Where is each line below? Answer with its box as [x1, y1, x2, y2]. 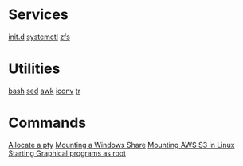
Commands [8, 114, 87, 132]
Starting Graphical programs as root [8, 149, 126, 158]
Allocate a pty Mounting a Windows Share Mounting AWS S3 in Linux [8, 140, 235, 149]
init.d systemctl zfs [8, 32, 70, 41]
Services [8, 6, 69, 24]
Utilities [8, 60, 61, 78]
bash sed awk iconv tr [8, 86, 81, 95]
